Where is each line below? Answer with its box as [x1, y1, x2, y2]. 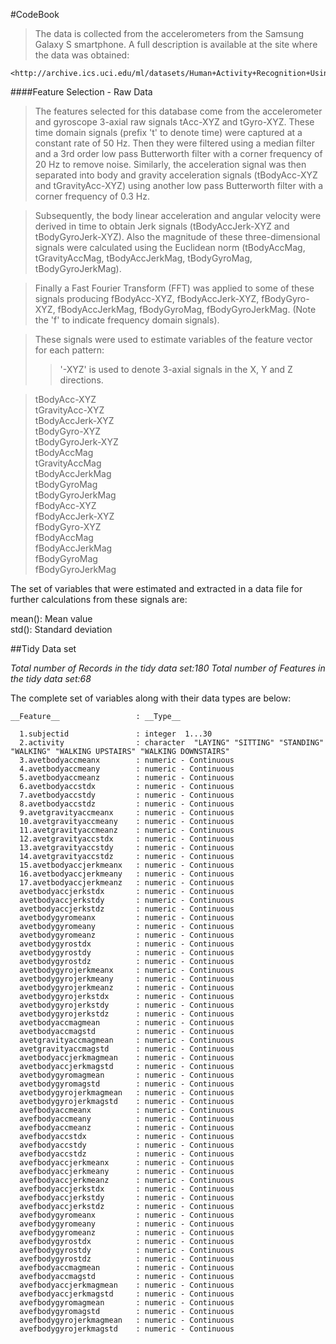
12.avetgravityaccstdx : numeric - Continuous [19, 834, 235, 844]
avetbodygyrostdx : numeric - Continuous [19, 939, 235, 949]
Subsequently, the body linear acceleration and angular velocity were [34, 210, 322, 221]
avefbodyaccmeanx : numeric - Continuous [19, 1105, 235, 1115]
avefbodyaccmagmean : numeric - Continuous [19, 1263, 235, 1273]
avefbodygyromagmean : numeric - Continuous [19, 1298, 235, 1308]
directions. [59, 374, 104, 386]
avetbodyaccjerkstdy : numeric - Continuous [19, 895, 235, 905]
